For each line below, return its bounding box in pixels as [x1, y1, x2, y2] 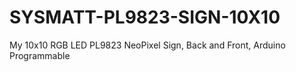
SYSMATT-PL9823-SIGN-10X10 [9, 6, 281, 29]
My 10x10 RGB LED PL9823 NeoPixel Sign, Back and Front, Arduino [9, 39, 286, 51]
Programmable [9, 49, 71, 61]
